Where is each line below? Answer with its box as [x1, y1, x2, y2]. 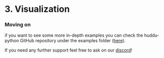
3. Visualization [4, 3, 70, 15]
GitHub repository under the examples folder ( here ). [20, 38, 126, 44]
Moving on [4, 21, 31, 28]
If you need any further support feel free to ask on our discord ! [4, 47, 132, 53]
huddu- [144, 32, 159, 38]
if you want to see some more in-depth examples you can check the [4, 32, 143, 38]
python [4, 38, 19, 44]
